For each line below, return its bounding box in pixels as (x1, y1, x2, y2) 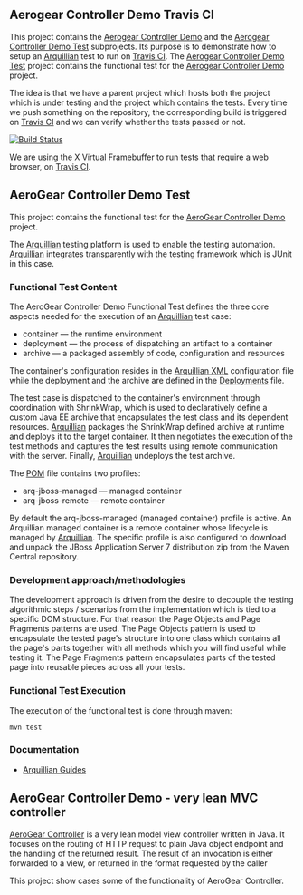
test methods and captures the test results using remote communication (9, 440, 279, 452)
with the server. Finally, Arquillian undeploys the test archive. (9, 450, 236, 461)
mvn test (9, 723, 43, 732)
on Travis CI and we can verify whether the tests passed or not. (9, 116, 246, 127)
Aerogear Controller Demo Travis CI (9, 7, 214, 23)
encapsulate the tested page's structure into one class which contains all (9, 633, 281, 644)
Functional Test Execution (9, 685, 127, 697)
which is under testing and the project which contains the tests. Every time (9, 97, 288, 108)
